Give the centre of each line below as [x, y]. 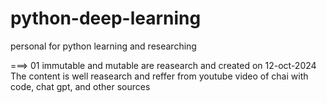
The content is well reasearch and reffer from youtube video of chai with [159, 76]
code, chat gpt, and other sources [80, 86]
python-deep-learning [106, 18]
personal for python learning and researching [103, 46]
